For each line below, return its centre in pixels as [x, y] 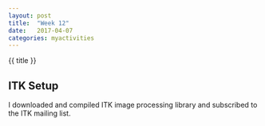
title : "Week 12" [39, 23]
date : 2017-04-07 [41, 30]
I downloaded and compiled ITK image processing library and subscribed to [133, 105]
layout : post [30, 16]
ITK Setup [34, 86]
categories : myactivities [51, 38]
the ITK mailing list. [40, 113]
